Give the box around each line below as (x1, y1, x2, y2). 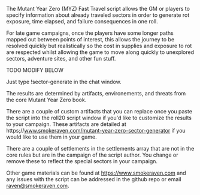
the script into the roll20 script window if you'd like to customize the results (6, 114, 192, 121)
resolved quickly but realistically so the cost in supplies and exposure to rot (6, 42, 192, 49)
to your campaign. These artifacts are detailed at (6, 121, 127, 128)
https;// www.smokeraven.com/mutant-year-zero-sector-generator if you (6, 127, 186, 134)
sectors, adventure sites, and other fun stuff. (6, 55, 116, 62)
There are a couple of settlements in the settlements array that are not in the (6, 145, 195, 152)
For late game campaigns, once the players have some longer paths (6, 29, 174, 37)
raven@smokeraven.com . (6, 182, 69, 189)
